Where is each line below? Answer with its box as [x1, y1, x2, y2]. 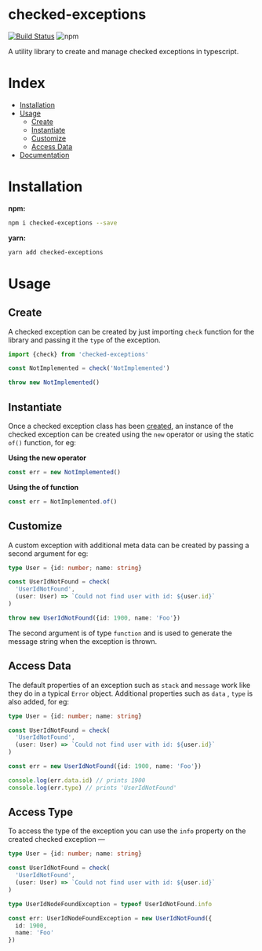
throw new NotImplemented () [8, 379, 100, 386]
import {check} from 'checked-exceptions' [8, 350, 149, 358]
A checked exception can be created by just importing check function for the [8, 327, 255, 336]
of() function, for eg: [8, 438, 77, 447]
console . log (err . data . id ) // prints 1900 [8, 776, 146, 785]
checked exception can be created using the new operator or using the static [8, 430, 254, 439]
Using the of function [8, 482, 79, 492]
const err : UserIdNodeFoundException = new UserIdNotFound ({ [8, 914, 213, 922]
